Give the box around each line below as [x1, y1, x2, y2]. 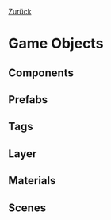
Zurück [8, 7, 32, 16]
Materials [8, 174, 56, 187]
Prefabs [8, 93, 48, 106]
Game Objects [8, 35, 104, 52]
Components [8, 66, 74, 79]
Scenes [8, 201, 46, 214]
